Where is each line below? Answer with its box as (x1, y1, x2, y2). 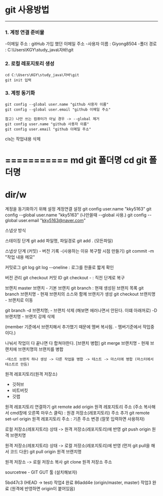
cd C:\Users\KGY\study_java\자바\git (5, 72, 79, 78)
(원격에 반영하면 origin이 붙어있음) (10, 485, 75, 491)
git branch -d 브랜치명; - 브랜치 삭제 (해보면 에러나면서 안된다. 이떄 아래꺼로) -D (5, 307, 158, 313)
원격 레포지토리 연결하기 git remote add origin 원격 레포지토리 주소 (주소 (5, 403, 143, 410)
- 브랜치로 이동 (5, 297, 33, 303)
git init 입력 (5, 78, 32, 82)
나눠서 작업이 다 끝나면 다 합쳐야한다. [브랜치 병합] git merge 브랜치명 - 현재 (5, 340, 149, 346)
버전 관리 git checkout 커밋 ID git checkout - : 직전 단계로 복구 (5, 274, 125, 280)
